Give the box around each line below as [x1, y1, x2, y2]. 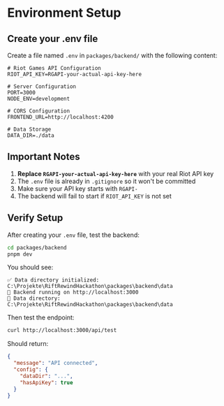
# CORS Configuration [7, 108, 70, 115]
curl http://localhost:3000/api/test [7, 327, 117, 334]
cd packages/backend [7, 244, 68, 251]
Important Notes [7, 151, 80, 163]
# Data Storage [7, 126, 52, 133]
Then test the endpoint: [7, 313, 75, 322]
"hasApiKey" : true [20, 379, 73, 386]
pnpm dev [7, 250, 33, 258]
